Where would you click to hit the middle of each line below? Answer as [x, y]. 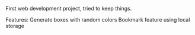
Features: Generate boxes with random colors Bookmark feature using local [98, 20]
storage [15, 26]
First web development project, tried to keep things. [69, 8]
